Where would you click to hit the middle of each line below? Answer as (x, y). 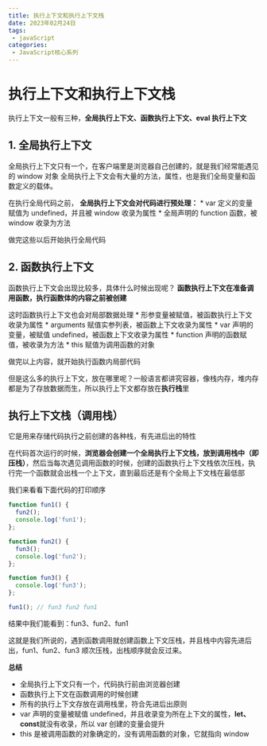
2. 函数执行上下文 (51, 267)
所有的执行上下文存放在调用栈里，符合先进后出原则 (103, 704)
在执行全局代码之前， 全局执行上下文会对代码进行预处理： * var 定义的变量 (130, 203)
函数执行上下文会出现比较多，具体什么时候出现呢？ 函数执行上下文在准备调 (131, 288)
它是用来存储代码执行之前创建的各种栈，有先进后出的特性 (102, 436)
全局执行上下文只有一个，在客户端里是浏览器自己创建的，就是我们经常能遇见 (133, 166)
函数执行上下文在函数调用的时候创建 (79, 694)
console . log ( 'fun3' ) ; (51, 585)
